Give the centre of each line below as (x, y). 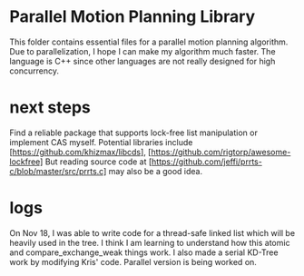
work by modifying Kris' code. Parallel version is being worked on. (133, 261)
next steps (50, 108)
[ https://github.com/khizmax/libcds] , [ (80, 152)
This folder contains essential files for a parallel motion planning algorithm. (149, 42)
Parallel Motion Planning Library (132, 17)
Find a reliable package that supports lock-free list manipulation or (134, 133)
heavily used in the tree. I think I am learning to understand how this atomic (150, 242)
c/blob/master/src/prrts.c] (58, 171)
